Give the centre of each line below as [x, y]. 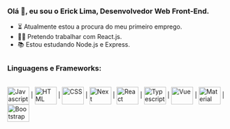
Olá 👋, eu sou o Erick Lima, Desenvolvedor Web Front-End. [108, 11]
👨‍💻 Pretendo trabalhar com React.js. [70, 37]
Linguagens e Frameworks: [55, 68]
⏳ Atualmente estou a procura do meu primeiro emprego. [100, 26]
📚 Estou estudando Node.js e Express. [74, 45]
